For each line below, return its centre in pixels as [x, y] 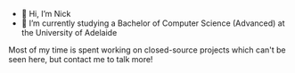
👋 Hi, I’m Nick [46, 14]
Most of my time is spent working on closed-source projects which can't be [147, 50]
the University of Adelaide [69, 32]
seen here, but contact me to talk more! [81, 59]
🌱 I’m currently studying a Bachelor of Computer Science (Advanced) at [153, 23]
